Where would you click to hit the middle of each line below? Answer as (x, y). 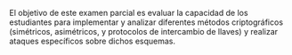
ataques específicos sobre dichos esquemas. (93, 41)
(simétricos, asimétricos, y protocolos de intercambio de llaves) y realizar (144, 31)
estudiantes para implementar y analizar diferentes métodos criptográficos (146, 22)
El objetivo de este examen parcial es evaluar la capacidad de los (129, 13)
